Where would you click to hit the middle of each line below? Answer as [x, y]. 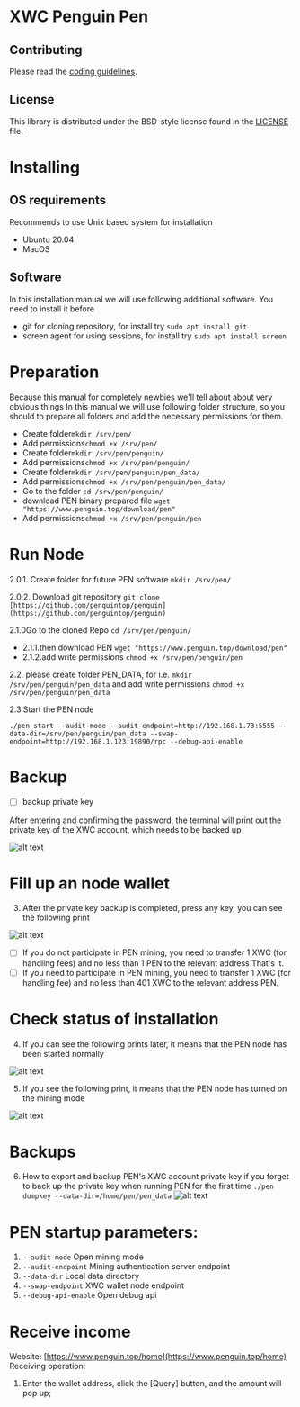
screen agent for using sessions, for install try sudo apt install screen [154, 336]
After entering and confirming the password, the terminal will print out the [146, 820]
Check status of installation [114, 1019]
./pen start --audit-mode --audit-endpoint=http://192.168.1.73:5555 [142, 726]
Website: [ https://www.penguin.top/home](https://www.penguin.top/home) [148, 1357]
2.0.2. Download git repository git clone [84, 597]
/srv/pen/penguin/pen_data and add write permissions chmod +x [127, 684]
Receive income [70, 1332]
